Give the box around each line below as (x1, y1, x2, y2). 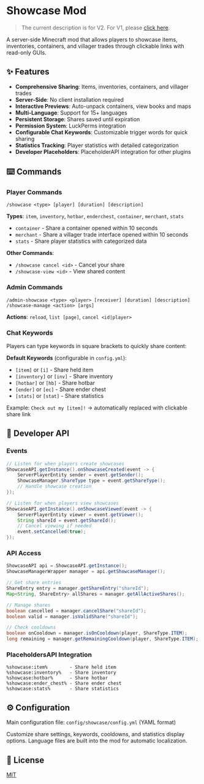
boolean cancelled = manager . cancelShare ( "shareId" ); (6, 607, 147, 614)
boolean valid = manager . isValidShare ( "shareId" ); (6, 614, 138, 620)
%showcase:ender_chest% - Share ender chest (6, 680, 122, 687)
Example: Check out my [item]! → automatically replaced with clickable (6, 404, 188, 411)
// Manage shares (6, 602, 51, 608)
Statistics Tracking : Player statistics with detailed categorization (15, 142, 179, 149)
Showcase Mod (6, 4, 87, 18)
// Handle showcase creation (17, 484, 92, 490)
